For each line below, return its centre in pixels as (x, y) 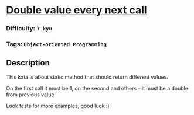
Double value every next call (77, 10)
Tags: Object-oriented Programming (57, 44)
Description (28, 63)
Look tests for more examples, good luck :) (58, 106)
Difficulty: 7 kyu (29, 29)
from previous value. (31, 95)
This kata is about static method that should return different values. (87, 77)
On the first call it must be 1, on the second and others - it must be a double (97, 88)
